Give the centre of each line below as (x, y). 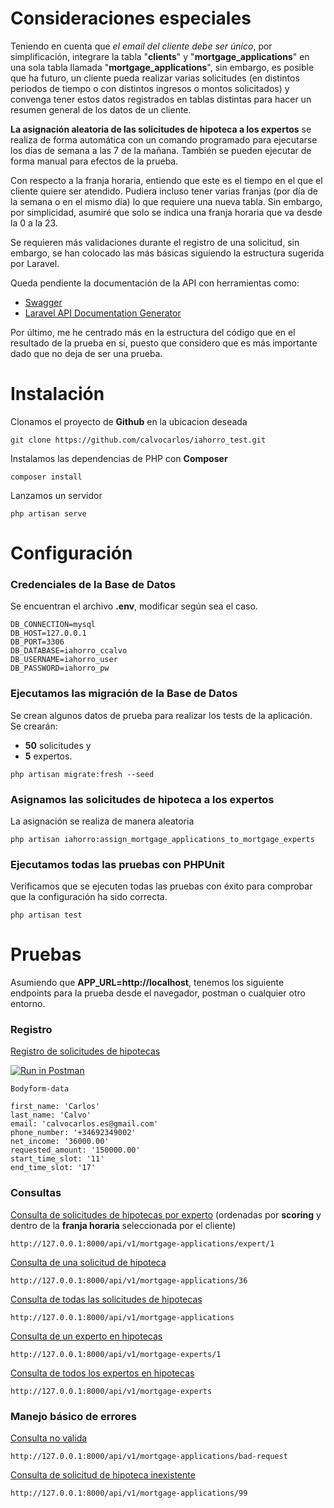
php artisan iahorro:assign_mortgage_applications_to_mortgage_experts (162, 839)
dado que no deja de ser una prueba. (86, 353)
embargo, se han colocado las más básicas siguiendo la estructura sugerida (167, 253)
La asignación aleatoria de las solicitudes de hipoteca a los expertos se (161, 129)
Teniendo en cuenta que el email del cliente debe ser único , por (141, 46)
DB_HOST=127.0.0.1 (48, 633)
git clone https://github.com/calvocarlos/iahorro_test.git (138, 440)
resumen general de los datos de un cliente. (101, 109)
